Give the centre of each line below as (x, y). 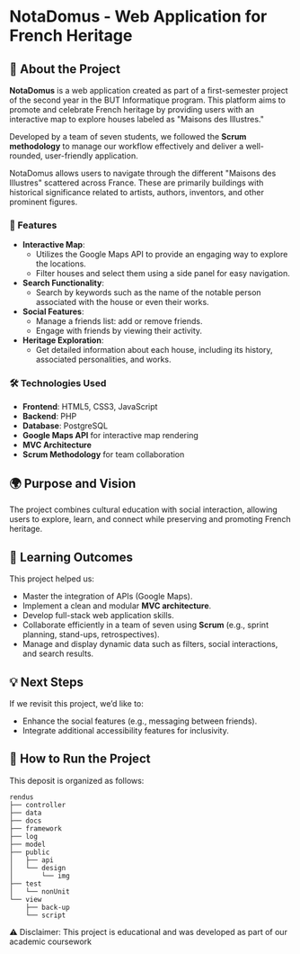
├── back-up (48, 907)
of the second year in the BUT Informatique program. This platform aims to (147, 100)
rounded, (26, 156)
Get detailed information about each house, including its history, (154, 350)
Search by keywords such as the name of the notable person (149, 292)
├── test (26, 884)
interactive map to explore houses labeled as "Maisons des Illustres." (137, 119)
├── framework (36, 828)
